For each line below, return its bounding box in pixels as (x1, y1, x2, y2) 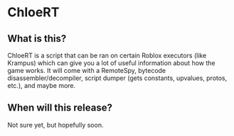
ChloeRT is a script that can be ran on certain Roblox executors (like (7, 51, 207, 59)
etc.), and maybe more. (7, 81, 76, 89)
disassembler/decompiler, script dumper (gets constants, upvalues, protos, (7, 74, 228, 82)
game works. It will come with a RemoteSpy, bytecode (7, 67, 166, 74)
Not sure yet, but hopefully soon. (7, 120, 104, 129)
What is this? (7, 33, 67, 45)
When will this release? (7, 102, 112, 114)
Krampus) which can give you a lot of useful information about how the (7, 59, 216, 67)
